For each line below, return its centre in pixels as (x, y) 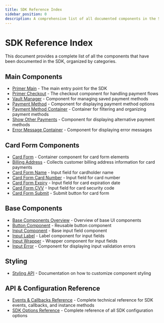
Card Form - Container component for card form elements (71, 157)
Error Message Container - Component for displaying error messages (82, 130)
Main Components (34, 77)
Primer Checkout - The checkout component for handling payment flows (85, 94)
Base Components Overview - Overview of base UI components (77, 220)
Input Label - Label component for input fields (58, 236)
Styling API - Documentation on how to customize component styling (82, 273)
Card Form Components (42, 145)
